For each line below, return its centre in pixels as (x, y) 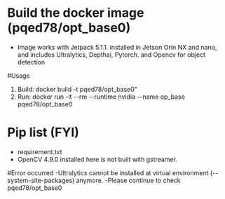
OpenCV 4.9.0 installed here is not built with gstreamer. (97, 159)
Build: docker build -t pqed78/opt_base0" (77, 89)
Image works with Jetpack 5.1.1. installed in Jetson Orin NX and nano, (117, 47)
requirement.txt (40, 151)
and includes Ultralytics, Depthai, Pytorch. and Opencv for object (111, 55)
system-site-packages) (41, 180)
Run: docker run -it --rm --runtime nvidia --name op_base (101, 97)
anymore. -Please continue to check (128, 180)
